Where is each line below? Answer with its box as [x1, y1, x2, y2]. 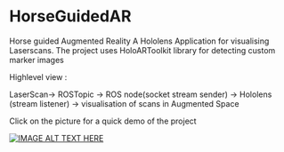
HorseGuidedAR [9, 6, 132, 27]
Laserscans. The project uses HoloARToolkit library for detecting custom [9, 44, 276, 55]
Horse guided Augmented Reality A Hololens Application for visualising [9, 36, 270, 46]
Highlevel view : [9, 71, 68, 82]
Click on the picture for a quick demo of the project [9, 116, 198, 126]
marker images [9, 54, 65, 65]
